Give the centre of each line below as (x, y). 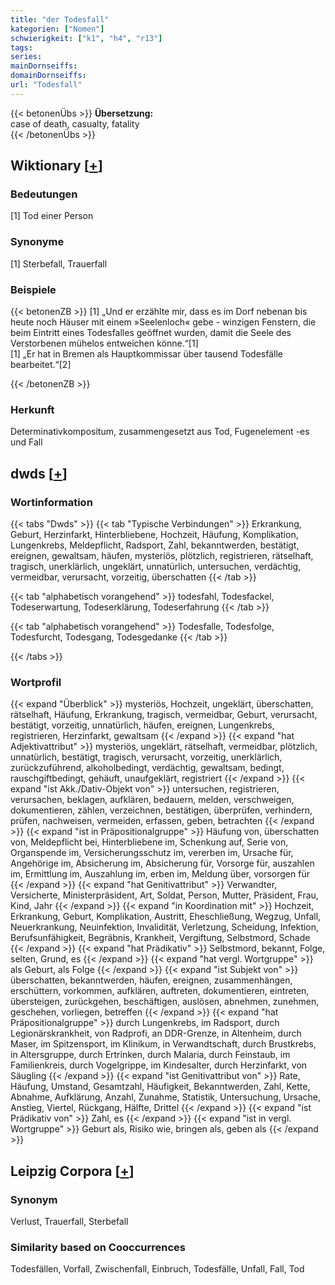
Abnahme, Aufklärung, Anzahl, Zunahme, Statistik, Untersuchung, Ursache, (166, 1097)
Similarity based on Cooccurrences (98, 1247)
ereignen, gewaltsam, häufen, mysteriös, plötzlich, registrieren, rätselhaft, (162, 556)
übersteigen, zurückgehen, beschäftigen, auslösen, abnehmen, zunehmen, (165, 1002)
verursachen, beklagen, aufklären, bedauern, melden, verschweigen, (152, 800)
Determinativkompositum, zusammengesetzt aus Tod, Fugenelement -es (160, 432)
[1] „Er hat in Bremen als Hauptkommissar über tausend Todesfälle (146, 354)
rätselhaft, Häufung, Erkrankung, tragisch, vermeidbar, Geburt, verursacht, (164, 715)
